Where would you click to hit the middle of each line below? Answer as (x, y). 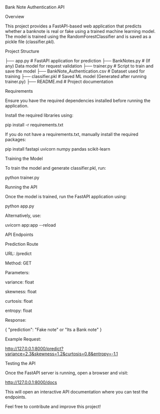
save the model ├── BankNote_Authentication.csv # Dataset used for (75, 71)
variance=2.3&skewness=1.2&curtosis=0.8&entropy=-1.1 (61, 354)
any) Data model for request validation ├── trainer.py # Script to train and (79, 66)
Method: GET (18, 263)
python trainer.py (22, 178)
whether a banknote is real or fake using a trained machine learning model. (80, 31)
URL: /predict (18, 254)
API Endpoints (19, 234)
